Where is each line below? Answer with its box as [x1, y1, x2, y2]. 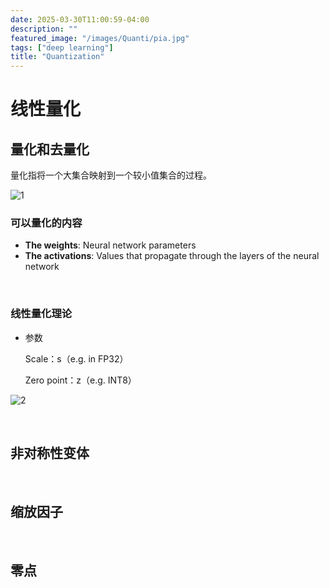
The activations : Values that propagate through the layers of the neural [24, 250, 320, 262]
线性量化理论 [10, 307, 73, 321]
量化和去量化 [10, 141, 90, 158]
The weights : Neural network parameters [24, 239, 197, 251]
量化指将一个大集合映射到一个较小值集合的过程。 [10, 169, 212, 181]
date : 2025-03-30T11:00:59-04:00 [10, 14, 150, 25]
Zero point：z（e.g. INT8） [24, 374, 137, 386]
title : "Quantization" [10, 52, 105, 62]
